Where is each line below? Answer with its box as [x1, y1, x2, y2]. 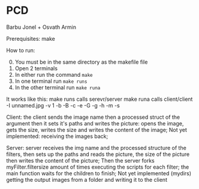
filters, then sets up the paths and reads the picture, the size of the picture [6, 151, 190, 158]
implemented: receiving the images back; [6, 133, 108, 140]
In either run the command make [14, 71, 93, 78]
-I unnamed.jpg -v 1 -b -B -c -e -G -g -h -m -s [6, 101, 120, 109]
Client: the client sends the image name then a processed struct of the [6, 113, 180, 121]
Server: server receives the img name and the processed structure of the [6, 144, 187, 151]
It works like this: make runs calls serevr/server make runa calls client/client [6, 95, 193, 103]
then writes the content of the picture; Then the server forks [6, 157, 155, 164]
